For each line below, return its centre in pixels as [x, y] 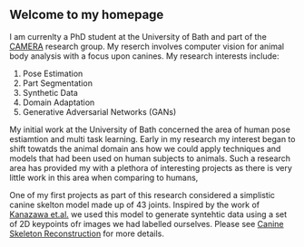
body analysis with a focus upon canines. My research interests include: [144, 56]
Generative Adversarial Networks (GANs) [99, 111]
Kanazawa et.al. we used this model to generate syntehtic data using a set [148, 214]
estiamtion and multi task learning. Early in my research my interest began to [152, 138]
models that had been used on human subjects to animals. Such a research [150, 158]
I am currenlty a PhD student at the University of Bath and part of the [138, 36]
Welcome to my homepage [87, 15]
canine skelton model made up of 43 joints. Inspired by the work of [135, 204]
